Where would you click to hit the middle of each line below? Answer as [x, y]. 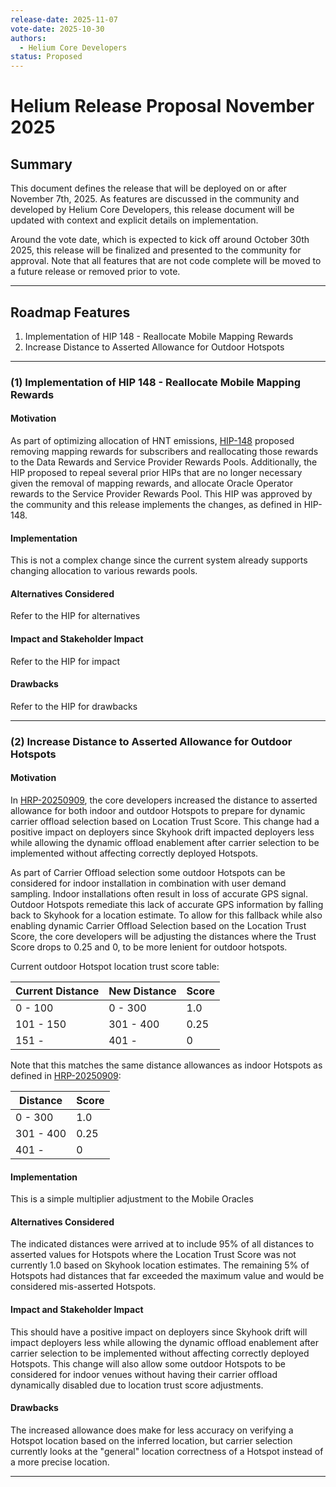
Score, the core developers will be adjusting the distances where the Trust [163, 936]
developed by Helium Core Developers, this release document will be [152, 210]
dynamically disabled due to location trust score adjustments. [137, 1385]
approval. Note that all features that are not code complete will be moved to [166, 261]
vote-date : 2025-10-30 [57, 29]
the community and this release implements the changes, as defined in [156, 505]
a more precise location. [60, 1462]
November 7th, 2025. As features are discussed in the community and [155, 199]
